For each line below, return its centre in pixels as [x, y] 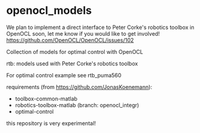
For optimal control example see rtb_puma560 [64, 75]
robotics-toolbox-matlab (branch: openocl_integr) [77, 105]
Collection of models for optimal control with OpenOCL [75, 51]
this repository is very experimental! [51, 123]
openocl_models [49, 11]
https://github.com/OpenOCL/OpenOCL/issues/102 [70, 40]
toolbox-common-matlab [46, 99]
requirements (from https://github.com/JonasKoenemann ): [79, 87]
